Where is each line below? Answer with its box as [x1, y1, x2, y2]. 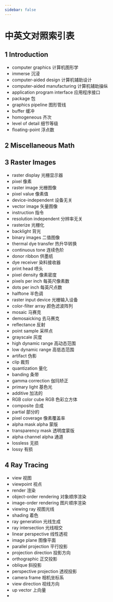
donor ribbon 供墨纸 [11, 253, 53, 259]
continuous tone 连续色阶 [11, 247, 64, 253]
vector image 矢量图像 [11, 203, 58, 209]
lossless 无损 [11, 440, 39, 446]
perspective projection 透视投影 [11, 568, 77, 574]
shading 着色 [11, 512, 39, 518]
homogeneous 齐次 [11, 114, 52, 120]
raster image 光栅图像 [11, 184, 57, 190]
